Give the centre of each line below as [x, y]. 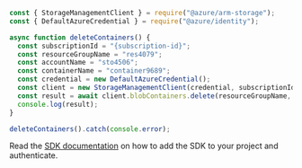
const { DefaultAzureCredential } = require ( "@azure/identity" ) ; [134, 21]
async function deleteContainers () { [80, 37]
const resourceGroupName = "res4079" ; [90, 54]
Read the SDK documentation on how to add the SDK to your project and [144, 146]
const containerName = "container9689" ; [94, 71]
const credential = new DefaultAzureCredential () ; [114, 80]
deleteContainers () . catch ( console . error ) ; [90, 129]
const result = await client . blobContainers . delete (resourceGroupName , [155, 96]
